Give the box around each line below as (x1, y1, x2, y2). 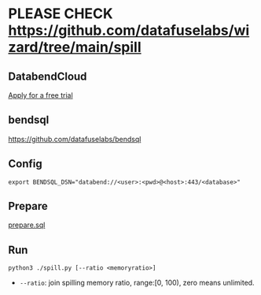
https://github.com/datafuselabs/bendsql (8, 134, 142, 144)
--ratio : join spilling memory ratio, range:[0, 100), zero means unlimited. (19, 278, 255, 288)
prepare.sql (8, 220, 46, 230)
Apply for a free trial (8, 91, 73, 99)
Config (8, 157, 42, 170)
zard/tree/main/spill (8, 39, 142, 56)
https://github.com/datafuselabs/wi (8, 21, 250, 39)
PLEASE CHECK (8, 5, 113, 23)
